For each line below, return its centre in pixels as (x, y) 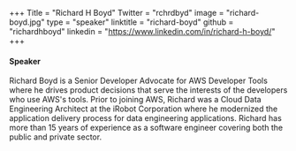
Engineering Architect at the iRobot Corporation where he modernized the (144, 109)
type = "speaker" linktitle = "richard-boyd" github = (140, 22)
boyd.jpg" (27, 22)
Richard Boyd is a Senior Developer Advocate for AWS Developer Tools (138, 81)
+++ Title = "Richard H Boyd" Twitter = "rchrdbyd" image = (117, 13)
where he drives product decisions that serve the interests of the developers (148, 90)
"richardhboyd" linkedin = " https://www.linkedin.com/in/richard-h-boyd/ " (142, 31)
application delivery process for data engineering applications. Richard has (146, 118)
